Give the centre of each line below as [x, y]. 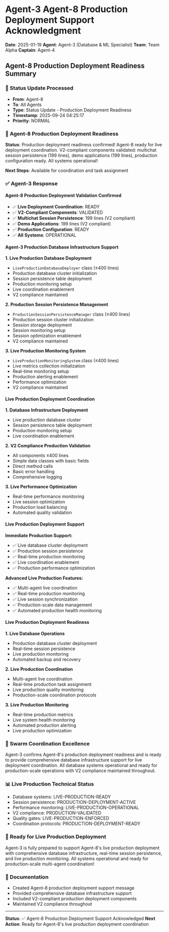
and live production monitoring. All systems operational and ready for [77, 858]
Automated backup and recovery [47, 659]
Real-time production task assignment [52, 684]
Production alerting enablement [45, 377]
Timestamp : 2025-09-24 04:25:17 [48, 115]
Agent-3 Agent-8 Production [67, 9]
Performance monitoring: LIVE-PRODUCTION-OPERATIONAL [76, 807]
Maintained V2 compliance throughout [52, 904]
